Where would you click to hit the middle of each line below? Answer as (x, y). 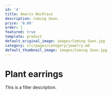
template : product (24, 37)
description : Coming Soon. (32, 18)
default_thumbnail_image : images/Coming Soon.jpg (56, 50)
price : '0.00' (19, 23)
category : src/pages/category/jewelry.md (48, 46)
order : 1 (14, 28)
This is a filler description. (31, 87)
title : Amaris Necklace (29, 14)
